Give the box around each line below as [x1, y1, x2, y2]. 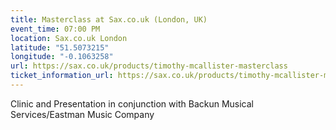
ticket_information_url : [10, 71, 114, 81]
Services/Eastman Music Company [10, 108, 155, 120]
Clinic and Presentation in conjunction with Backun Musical [10, 97, 254, 110]
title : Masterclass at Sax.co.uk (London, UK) [10, 14, 208, 25]
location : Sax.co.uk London [10, 33, 128, 43]
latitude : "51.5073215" [10, 42, 110, 53]
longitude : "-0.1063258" [10, 52, 114, 62]
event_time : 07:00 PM [10, 24, 101, 34]
